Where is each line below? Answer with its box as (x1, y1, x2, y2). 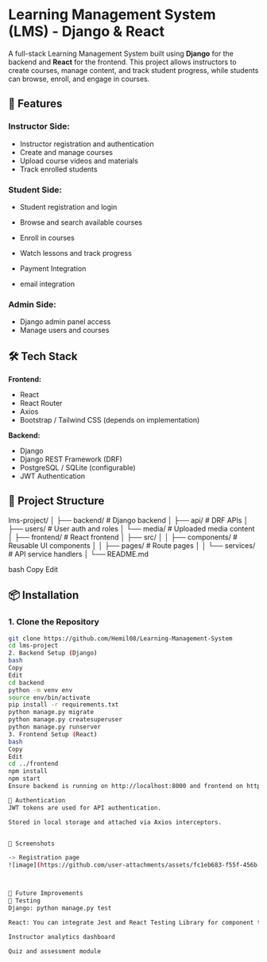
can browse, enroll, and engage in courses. (8, 74, 150, 83)
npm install (8, 767, 48, 775)
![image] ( (8, 861, 41, 869)
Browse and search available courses (19, 217, 143, 227)
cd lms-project (8, 642, 59, 650)
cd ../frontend (8, 760, 59, 768)
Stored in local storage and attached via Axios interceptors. (8, 818, 222, 826)
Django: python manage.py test (8, 904, 112, 912)
